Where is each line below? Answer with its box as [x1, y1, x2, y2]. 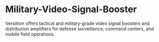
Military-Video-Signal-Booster [5, 4, 137, 15]
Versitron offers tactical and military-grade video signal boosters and [5, 20, 150, 26]
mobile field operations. [5, 31, 55, 37]
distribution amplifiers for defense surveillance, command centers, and [5, 25, 154, 31]
